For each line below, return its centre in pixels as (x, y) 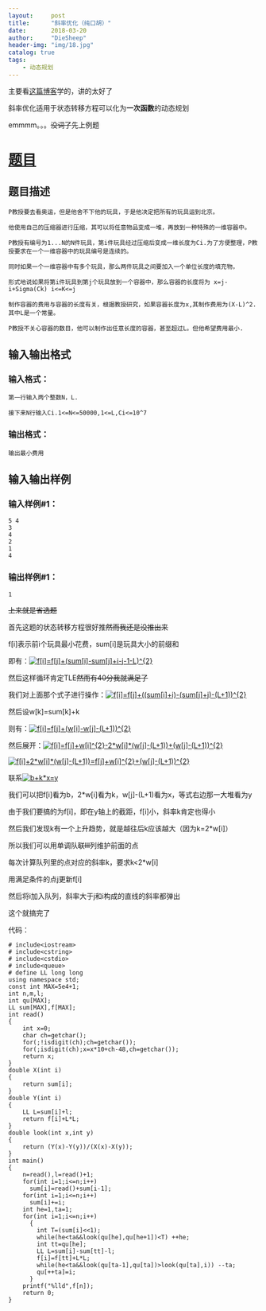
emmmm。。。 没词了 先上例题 (54, 125)
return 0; (39, 1293)
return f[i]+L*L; (51, 1118)
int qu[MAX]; (30, 1000)
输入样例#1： (33, 504)
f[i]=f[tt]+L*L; (64, 1258)
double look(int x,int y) (51, 1133)
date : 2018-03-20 (48, 30)
